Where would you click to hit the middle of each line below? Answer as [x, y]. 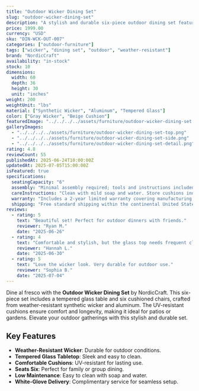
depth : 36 [23, 83]
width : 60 [23, 77]
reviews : [17, 210]
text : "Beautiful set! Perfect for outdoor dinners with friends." [102, 221]
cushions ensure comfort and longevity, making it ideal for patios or [89, 311]
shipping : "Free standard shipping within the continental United [95, 204]
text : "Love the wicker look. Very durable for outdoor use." [95, 265]
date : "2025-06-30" [41, 254]
